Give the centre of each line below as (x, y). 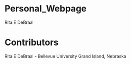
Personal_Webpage (46, 9)
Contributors (32, 42)
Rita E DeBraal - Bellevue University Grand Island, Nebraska (65, 56)
